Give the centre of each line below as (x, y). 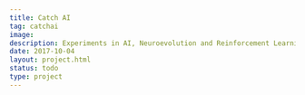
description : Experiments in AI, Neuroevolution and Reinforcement (140, 43)
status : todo (34, 69)
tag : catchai (34, 26)
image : (22, 34)
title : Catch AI (40, 18)
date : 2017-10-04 (42, 52)
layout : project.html (50, 60)
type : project (36, 77)
